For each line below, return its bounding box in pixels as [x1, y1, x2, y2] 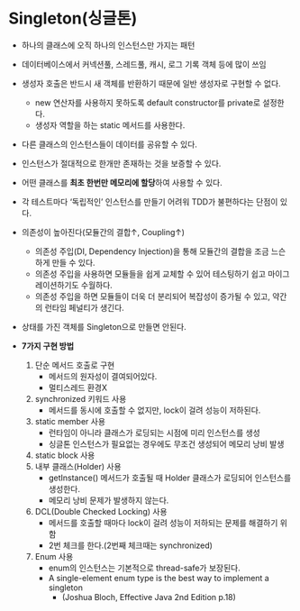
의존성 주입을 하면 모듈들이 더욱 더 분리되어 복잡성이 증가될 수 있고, [34, 290, 271, 302]
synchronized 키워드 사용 [34, 393, 127, 404]
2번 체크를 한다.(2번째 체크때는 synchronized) [48, 540, 214, 551]
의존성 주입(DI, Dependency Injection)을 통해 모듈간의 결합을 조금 [34, 245, 269, 257]
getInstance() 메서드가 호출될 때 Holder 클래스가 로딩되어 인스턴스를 [48, 472, 292, 483]
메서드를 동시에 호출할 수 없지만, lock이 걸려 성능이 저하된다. [48, 405, 261, 415]
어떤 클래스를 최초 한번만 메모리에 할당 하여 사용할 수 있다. [21, 177, 223, 187]
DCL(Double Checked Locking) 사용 [34, 506, 168, 516]
